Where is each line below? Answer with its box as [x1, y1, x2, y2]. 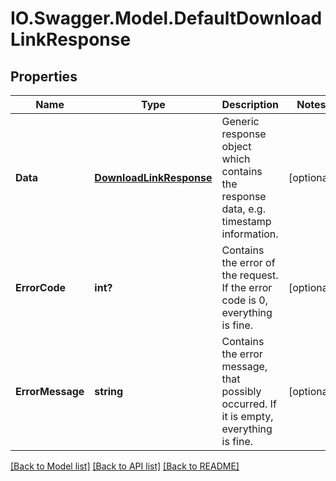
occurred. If [221, 397, 277, 411]
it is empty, [221, 410, 274, 423]
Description [221, 98, 279, 111]
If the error [221, 281, 273, 294]
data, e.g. [221, 202, 266, 216]
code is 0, [221, 293, 268, 307]
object [221, 140, 252, 153]
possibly [221, 385, 262, 398]
